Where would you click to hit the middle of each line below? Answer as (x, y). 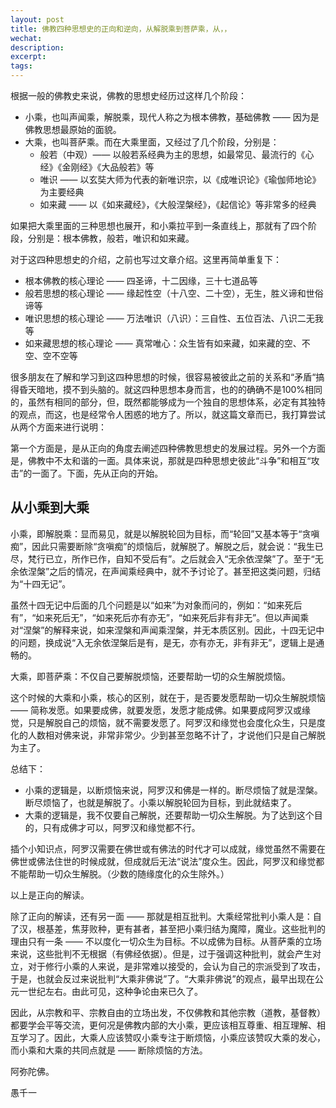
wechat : (26, 38)
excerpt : (28, 57)
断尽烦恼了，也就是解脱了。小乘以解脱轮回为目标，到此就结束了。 (160, 802)
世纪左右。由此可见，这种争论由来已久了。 (115, 991)
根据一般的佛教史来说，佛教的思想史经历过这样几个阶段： (128, 95)
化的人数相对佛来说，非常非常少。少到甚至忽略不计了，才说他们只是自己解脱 (168, 735)
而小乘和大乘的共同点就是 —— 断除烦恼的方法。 (109, 1050)
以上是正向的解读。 (50, 895)
